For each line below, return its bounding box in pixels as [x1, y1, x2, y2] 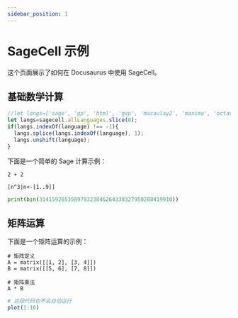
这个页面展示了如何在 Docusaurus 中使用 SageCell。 [7, 68, 161, 77]
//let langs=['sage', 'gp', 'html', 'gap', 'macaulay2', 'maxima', [7, 110, 211, 117]
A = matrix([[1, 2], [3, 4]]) [7, 259, 97, 266]
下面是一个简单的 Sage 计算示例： [7, 157, 107, 165]
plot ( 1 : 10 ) [7, 305, 40, 312]
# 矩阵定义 [7, 253, 35, 260]
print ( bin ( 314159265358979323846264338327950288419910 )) [7, 196, 179, 203]
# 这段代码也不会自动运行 [7, 297, 72, 305]
